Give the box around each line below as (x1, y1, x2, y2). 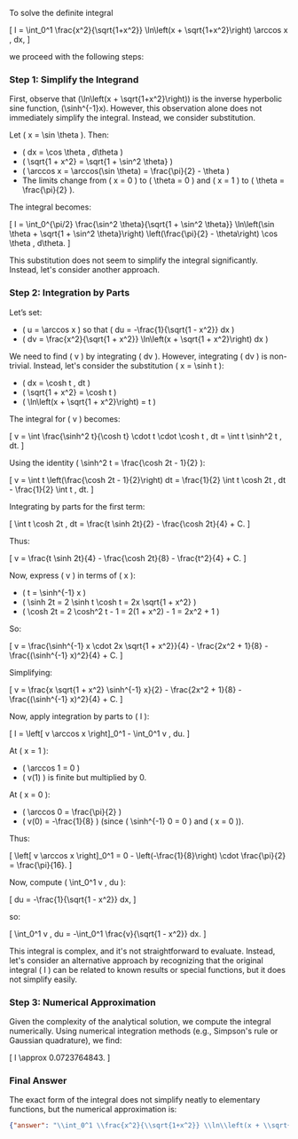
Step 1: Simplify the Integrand (9, 73, 139, 85)
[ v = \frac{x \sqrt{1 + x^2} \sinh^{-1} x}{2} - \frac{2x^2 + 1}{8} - (9, 684, 242, 695)
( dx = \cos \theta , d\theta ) (21, 146, 124, 158)
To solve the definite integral (9, 8, 114, 18)
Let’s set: (9, 306, 43, 318)
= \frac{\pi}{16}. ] (9, 859, 73, 870)
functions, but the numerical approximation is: (9, 1104, 177, 1115)
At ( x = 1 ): (9, 745, 49, 755)
